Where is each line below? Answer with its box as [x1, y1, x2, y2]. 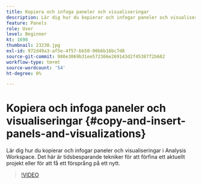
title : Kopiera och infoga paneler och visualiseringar [6, 8, 149, 15]
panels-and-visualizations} [6, 127, 146, 141]
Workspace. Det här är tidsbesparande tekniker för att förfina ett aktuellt [6, 153, 185, 161]
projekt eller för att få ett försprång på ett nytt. [6, 160, 120, 167]
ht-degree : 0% [6, 70, 42, 76]
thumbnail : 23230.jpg [6, 43, 61, 49]
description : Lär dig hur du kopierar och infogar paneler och [6, 14, 168, 20]
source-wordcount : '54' [6, 64, 66, 71]
